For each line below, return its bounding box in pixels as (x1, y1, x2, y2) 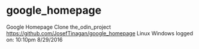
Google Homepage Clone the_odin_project (6, 23, 111, 30)
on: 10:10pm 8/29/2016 (6, 36, 63, 43)
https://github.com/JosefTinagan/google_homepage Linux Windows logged (6, 29, 194, 36)
